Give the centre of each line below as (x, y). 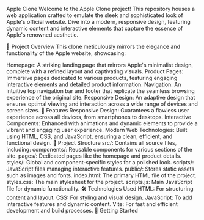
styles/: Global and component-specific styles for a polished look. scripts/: (100, 162)
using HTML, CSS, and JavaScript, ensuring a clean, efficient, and (89, 136)
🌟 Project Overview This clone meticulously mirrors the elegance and (93, 46)
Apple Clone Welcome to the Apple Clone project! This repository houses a (101, 9)
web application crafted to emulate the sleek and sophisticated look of (95, 15)
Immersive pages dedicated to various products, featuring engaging (92, 78)
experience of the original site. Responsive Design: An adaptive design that (101, 97)
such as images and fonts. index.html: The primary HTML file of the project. (101, 175)
